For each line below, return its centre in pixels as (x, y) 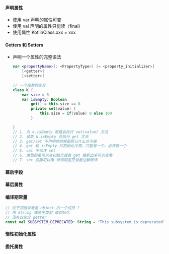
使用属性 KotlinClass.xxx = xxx (44, 32)
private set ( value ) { (54, 109)
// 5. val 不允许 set (34, 151)
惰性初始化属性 (21, 234)
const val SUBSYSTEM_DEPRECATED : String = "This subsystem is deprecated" (85, 222)
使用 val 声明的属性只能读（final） (48, 26)
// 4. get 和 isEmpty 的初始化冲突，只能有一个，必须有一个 (69, 146)
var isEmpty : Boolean (44, 99)
